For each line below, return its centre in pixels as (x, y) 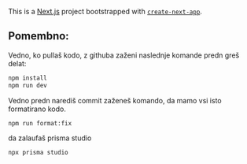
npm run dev (28, 85)
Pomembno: (39, 36)
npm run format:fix (40, 123)
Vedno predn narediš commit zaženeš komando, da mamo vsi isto (115, 100)
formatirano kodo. (37, 109)
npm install (28, 78)
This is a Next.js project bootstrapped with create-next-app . (105, 11)
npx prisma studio (38, 153)
